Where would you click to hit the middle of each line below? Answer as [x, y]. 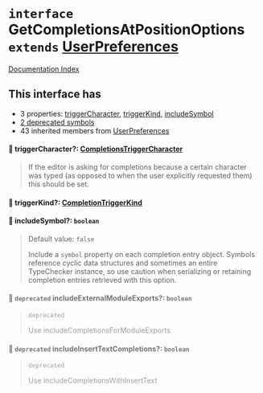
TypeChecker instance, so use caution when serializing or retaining [140, 271]
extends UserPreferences [94, 47]
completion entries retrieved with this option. [102, 280]
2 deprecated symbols [57, 122]
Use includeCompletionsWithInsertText [92, 381]
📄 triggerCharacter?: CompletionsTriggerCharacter [96, 149]
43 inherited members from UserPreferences [95, 130]
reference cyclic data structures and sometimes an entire [123, 263]
